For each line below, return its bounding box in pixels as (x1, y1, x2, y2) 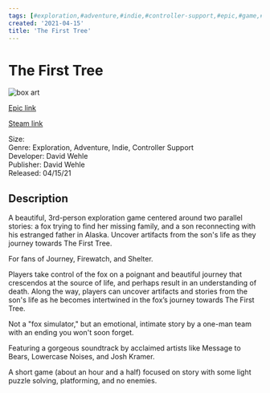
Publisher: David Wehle (8, 160, 86, 169)
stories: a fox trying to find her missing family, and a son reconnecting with (8, 221, 256, 231)
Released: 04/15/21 (8, 168, 72, 178)
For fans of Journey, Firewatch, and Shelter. (8, 254, 154, 264)
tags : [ (8, 11, 35, 20)
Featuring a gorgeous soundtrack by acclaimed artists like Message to (8, 343, 241, 353)
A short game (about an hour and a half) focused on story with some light (8, 367, 252, 377)
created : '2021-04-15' (8, 19, 84, 27)
